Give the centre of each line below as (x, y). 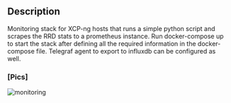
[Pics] (18, 77)
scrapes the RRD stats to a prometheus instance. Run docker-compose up (115, 36)
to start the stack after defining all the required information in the (102, 43)
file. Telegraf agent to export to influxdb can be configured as (126, 51)
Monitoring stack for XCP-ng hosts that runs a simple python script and (111, 28)
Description (34, 12)
